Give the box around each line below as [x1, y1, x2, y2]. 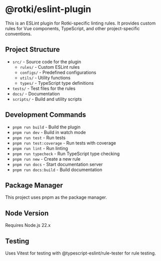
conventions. [5, 31, 32, 37]
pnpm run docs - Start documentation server [12, 161, 103, 167]
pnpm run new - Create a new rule [12, 156, 81, 162]
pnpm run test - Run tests [12, 135, 66, 141]
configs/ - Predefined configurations [19, 69, 96, 75]
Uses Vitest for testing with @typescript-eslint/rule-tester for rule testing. [5, 250, 156, 256]
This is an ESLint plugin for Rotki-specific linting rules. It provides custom [5, 20, 156, 26]
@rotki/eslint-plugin [5, 4, 91, 15]
